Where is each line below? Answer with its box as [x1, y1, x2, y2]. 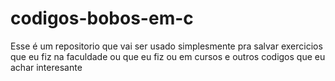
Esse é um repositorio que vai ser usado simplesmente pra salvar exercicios [10, 40, 323, 52]
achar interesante [10, 61, 83, 73]
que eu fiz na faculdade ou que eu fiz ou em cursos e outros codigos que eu [10, 50, 326, 62]
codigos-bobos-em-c [10, 7, 194, 30]
